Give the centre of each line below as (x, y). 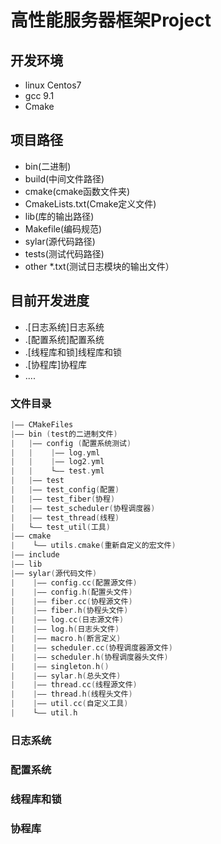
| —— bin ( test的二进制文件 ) (64, 434)
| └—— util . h (44, 713)
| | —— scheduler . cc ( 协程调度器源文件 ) (91, 647)
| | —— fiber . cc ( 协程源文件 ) (71, 601)
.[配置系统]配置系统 (64, 339)
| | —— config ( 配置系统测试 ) (71, 443)
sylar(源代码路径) (60, 241)
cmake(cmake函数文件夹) (77, 191)
